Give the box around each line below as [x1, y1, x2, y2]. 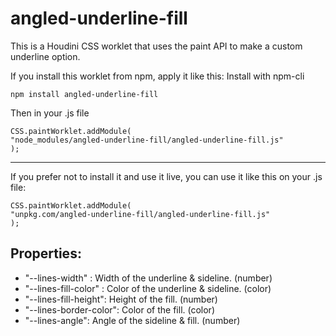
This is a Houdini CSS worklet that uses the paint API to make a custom [10, 40, 303, 52]
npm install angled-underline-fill [10, 89, 159, 99]
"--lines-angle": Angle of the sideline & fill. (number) [24, 314, 241, 326]
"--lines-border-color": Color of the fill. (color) [24, 303, 215, 316]
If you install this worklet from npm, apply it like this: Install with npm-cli [10, 70, 305, 82]
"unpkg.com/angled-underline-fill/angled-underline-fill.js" [10, 209, 271, 219]
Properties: [10, 245, 82, 262]
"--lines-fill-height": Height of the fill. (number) [24, 293, 218, 305]
